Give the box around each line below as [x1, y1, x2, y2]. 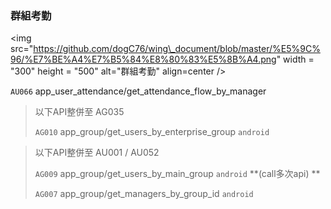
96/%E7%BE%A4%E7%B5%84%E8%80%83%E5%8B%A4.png [10, 53, 277, 66]
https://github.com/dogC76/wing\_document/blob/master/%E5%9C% [33, 43, 321, 55]
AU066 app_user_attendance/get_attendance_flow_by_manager [10, 85, 267, 97]
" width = [276, 53, 315, 66]
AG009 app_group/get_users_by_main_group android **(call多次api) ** [34, 168, 321, 180]
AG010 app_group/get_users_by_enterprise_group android [34, 126, 270, 138]
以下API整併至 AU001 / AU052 [34, 147, 160, 159]
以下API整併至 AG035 [34, 106, 125, 118]
